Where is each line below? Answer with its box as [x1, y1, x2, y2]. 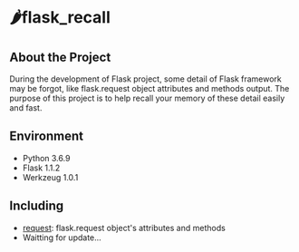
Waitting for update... [22, 232, 101, 243]
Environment [9, 129, 84, 144]
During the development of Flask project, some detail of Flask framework [9, 73, 283, 84]
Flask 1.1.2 [22, 162, 61, 173]
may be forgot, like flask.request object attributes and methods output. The [9, 83, 290, 93]
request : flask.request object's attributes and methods [22, 222, 227, 233]
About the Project [9, 49, 111, 64]
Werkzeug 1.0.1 [22, 171, 79, 182]
